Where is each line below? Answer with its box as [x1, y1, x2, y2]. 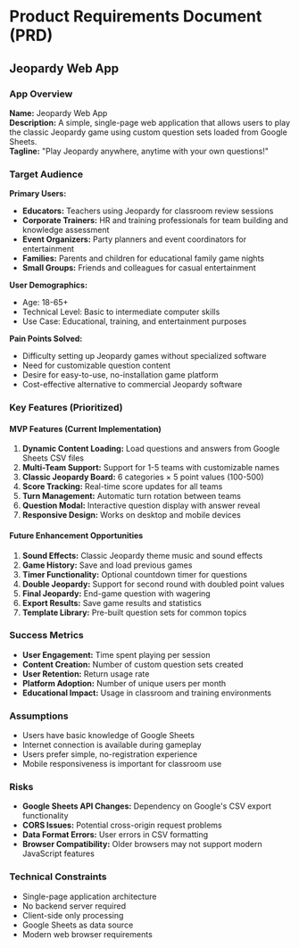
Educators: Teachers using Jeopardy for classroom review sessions [21, 205, 274, 216]
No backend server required [21, 900, 127, 911]
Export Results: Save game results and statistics [21, 597, 203, 608]
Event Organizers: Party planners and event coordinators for [21, 234, 247, 245]
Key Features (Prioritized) [9, 402, 123, 414]
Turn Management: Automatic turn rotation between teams [21, 491, 241, 502]
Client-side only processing [21, 910, 124, 920]
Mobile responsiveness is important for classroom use [21, 759, 222, 769]
